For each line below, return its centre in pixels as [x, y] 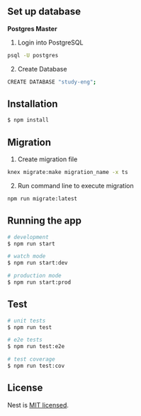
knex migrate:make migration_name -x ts [68, 173]
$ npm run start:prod [39, 282]
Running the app [44, 221]
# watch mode [27, 256]
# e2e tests [25, 340]
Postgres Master [33, 28]
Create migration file [47, 159]
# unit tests [27, 320]
